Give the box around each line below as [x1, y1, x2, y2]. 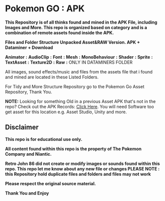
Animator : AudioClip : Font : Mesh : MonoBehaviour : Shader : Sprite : [5, 54, 153, 60]
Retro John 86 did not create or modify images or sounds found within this [5, 161, 160, 167]
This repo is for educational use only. [5, 136, 82, 142]
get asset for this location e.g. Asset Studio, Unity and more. [5, 109, 127, 115]
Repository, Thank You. [5, 89, 53, 95]
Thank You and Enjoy [5, 190, 49, 196]
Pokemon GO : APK [5, 3, 85, 14]
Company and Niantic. [5, 151, 52, 157]
